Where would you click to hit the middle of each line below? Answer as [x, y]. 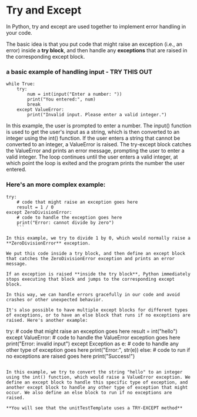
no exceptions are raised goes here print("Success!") [71, 356]
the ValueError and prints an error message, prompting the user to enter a [95, 151]
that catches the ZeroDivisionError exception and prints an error [91, 258]
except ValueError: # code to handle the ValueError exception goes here [93, 337]
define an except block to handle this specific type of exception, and [97, 382]
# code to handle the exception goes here [69, 217]
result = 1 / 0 [35, 207]
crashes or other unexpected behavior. [55, 300]
